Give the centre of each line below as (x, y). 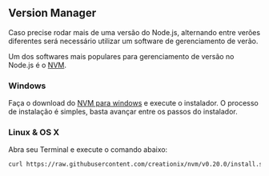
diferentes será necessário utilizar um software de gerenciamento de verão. (133, 41)
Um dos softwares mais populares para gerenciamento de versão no (121, 56)
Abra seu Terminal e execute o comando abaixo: (88, 150)
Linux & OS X (34, 133)
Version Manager (52, 13)
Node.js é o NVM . (37, 65)
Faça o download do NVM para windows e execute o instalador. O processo (133, 103)
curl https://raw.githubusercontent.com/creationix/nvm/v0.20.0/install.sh (137, 164)
